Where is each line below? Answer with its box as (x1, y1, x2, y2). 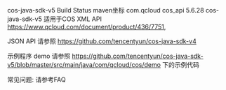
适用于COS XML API (43, 15, 102, 23)
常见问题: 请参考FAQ (7, 75, 66, 84)
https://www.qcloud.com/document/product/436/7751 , (7, 23, 166, 31)
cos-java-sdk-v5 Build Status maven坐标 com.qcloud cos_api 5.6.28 (7, 6, 205, 14)
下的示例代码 (162, 61, 200, 68)
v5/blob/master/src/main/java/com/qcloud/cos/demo (7, 61, 161, 68)
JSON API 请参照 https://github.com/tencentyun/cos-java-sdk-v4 (7, 37, 197, 45)
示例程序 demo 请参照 (7, 52, 71, 60)
